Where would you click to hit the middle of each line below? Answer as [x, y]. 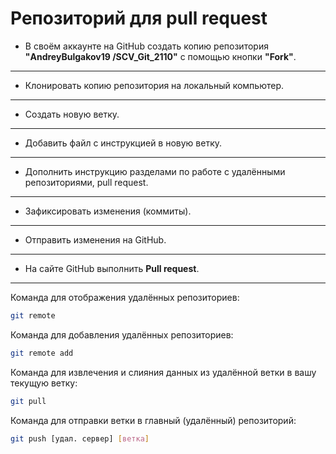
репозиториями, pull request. [86, 182]
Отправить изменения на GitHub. [95, 239]
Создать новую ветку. [72, 114]
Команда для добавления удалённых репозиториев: [122, 334]
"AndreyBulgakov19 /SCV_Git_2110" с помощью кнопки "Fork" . [160, 56]
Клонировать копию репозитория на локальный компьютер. [154, 85]
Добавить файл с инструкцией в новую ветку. [123, 143]
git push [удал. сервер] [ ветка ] [80, 438]
